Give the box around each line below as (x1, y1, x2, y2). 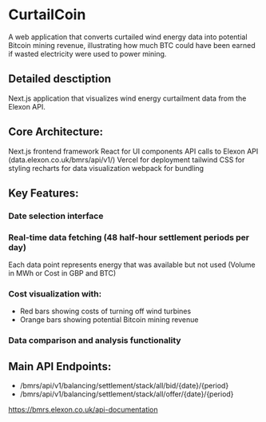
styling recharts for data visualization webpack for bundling (8, 163, 204, 173)
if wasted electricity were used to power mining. (8, 49, 167, 58)
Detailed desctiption (8, 72, 112, 86)
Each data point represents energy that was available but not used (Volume (8, 260, 256, 269)
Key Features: (8, 186, 79, 200)
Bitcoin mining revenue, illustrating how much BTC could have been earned (8, 40, 256, 50)
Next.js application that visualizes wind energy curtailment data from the (8, 94, 247, 103)
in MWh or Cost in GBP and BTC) (8, 269, 117, 278)
